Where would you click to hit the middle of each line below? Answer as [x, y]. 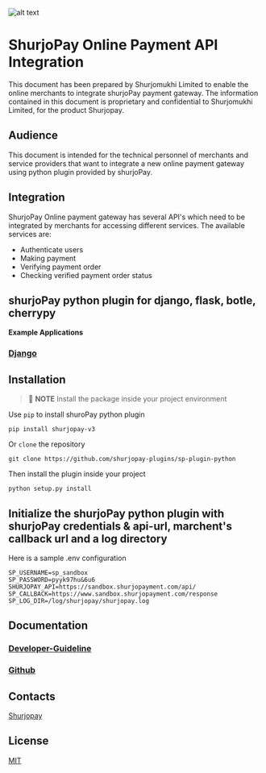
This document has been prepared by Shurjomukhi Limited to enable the [129, 84]
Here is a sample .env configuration [67, 558]
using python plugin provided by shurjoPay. [81, 172]
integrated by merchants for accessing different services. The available [127, 225]
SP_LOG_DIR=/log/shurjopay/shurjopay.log [79, 601]
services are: [30, 234]
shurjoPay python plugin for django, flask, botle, [132, 300]
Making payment [48, 258]
